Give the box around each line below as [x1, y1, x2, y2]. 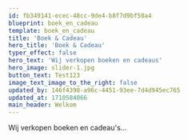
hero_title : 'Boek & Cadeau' [8, 42, 106, 50]
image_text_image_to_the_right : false [8, 78, 138, 86]
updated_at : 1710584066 [8, 94, 88, 102]
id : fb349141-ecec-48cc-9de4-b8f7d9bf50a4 [8, 11, 152, 20]
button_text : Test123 [8, 71, 81, 79]
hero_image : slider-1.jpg [8, 64, 94, 72]
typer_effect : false [8, 49, 78, 57]
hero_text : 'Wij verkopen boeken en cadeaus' [8, 57, 162, 65]
